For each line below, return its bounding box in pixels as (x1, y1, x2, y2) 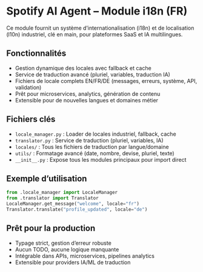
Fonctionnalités (6, 48, 67, 59)
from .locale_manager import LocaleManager (6, 190, 118, 196)
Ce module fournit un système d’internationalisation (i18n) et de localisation (6, 24, 195, 32)
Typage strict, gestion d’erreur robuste (15, 239, 112, 247)
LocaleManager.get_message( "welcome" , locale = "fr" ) (6, 201, 139, 207)
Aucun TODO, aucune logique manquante (15, 245, 119, 253)
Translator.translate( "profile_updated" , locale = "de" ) (6, 207, 148, 213)
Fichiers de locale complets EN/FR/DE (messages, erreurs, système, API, (15, 77, 198, 84)
